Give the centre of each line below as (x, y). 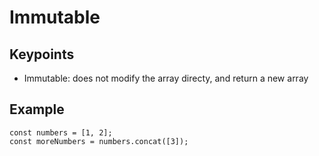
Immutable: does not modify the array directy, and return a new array (166, 78)
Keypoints (42, 54)
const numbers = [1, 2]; (61, 132)
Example (37, 109)
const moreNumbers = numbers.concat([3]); (99, 141)
